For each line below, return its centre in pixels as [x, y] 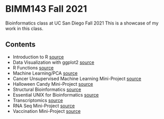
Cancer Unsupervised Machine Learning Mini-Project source [77, 78]
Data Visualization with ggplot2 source [54, 62]
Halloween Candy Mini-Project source [53, 84]
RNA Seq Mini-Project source [44, 106]
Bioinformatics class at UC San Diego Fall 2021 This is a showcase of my [82, 23]
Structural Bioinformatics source [47, 89]
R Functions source [33, 67]
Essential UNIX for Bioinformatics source [56, 94]
